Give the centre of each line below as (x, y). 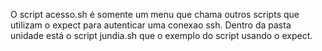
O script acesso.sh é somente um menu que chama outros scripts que (155, 14)
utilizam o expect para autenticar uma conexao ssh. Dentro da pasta (151, 25)
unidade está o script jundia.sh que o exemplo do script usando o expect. (161, 35)
